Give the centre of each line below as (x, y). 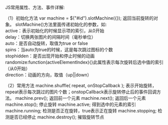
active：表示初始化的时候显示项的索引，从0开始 (55, 31)
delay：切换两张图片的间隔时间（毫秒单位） (51, 37)
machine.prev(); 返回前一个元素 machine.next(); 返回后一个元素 (80, 98)
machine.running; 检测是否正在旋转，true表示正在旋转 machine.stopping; (81, 111)
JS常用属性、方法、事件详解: (35, 7)
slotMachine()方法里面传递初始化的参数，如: (61, 24)
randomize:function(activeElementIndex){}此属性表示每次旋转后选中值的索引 (85, 62)
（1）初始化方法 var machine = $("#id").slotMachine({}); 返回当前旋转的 (79, 18)
